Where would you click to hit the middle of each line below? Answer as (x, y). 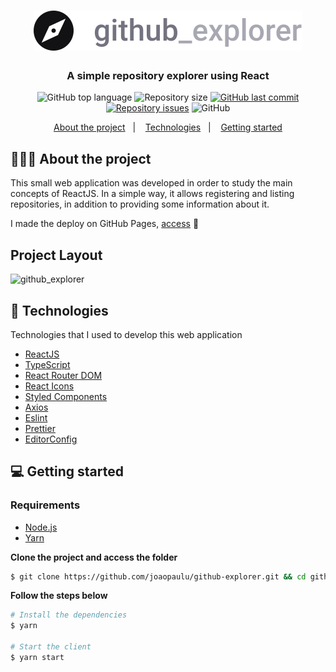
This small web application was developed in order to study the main (151, 183)
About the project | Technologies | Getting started (168, 127)
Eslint (36, 417)
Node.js (41, 527)
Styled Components (66, 396)
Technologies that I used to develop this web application (126, 334)
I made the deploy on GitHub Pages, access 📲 (105, 224)
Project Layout (56, 255)
